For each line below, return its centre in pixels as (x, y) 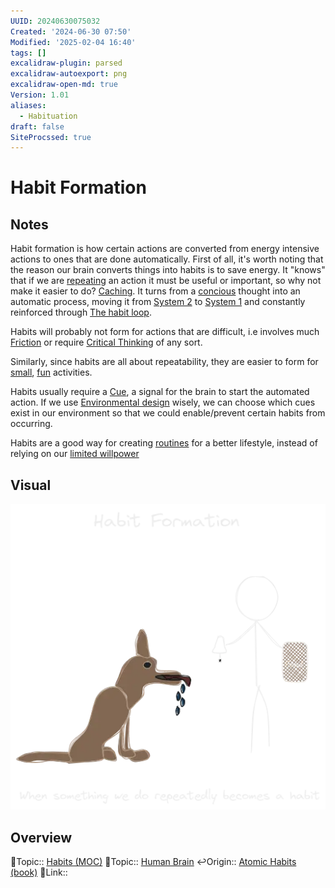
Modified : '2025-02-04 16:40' (73, 42)
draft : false (37, 126)
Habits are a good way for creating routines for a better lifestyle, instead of (164, 443)
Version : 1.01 (40, 95)
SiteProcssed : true (51, 137)
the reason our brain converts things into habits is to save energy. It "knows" (168, 270)
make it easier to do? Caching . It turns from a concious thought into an (155, 291)
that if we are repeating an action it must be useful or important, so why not (166, 281)
